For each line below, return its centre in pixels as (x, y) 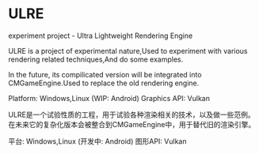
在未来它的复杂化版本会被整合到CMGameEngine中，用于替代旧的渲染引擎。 (132, 124)
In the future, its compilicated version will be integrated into (105, 74)
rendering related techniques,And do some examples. (96, 59)
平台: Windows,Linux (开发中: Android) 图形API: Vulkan (97, 141)
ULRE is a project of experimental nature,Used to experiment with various (128, 51)
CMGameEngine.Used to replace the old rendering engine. (104, 83)
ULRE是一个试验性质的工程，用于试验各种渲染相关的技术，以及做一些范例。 (131, 115)
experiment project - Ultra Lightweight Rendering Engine (101, 36)
